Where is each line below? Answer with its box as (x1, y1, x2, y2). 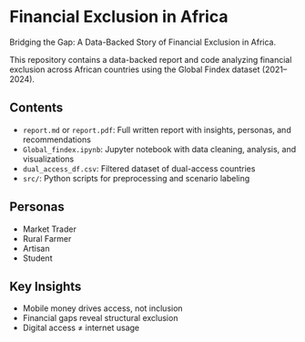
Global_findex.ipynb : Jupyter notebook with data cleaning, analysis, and (22, 143, 297, 154)
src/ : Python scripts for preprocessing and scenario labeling (22, 172, 250, 183)
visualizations (22, 153, 75, 164)
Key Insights (9, 278, 82, 294)
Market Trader (22, 223, 77, 234)
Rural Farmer (22, 233, 72, 244)
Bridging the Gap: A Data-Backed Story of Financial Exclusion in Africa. (9, 36, 277, 47)
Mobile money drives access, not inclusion (22, 303, 184, 314)
